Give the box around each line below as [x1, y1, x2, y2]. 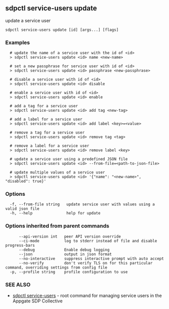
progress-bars [5, 243, 35, 248]
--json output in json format [18, 251, 112, 257]
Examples [5, 39, 30, 46]
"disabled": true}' [5, 179, 47, 184]
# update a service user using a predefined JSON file [10, 157, 128, 162]
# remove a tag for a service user [10, 130, 85, 136]
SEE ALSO [5, 281, 31, 288]
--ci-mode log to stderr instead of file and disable [18, 238, 157, 243]
